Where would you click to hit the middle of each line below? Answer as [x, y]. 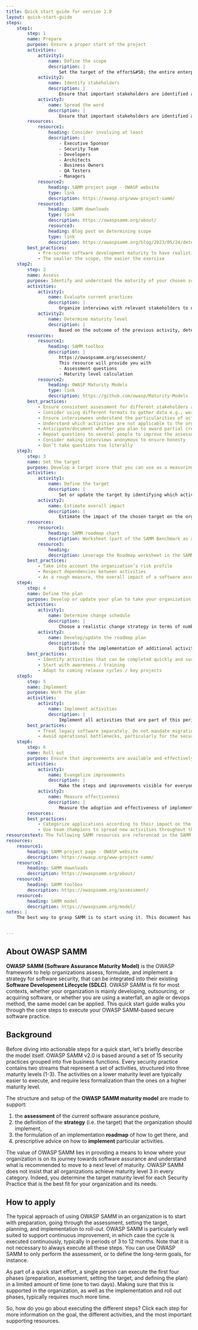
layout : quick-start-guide [39, 17]
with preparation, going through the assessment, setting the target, [88, 1223]
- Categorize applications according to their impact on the [114, 824]
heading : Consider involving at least [96, 133]
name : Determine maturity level [88, 319]
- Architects [75, 160]
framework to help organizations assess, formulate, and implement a [89, 972]
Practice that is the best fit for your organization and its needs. [82, 1184]
